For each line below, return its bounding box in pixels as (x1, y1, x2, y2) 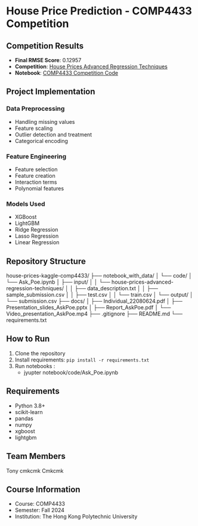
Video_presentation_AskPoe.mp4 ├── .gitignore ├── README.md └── (6, 310, 183, 318)
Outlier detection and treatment (14, 130, 92, 138)
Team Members (6, 451, 66, 461)
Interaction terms (14, 178, 57, 186)
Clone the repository (14, 349, 66, 357)
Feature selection (14, 166, 58, 173)
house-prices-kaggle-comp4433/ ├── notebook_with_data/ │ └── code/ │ (6, 272, 193, 279)
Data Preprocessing (6, 105, 65, 113)
